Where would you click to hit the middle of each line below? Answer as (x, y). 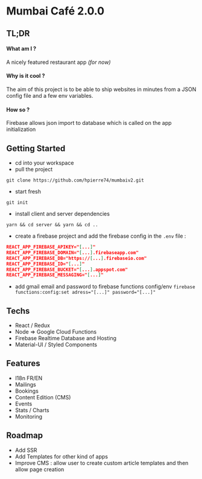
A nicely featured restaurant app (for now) (58, 62)
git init (17, 203)
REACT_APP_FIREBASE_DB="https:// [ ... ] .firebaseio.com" (77, 258)
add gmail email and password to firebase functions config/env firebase (105, 287)
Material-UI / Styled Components (56, 344)
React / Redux (32, 325)
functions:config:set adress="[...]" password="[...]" (85, 293)
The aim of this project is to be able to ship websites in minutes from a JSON (101, 89)
